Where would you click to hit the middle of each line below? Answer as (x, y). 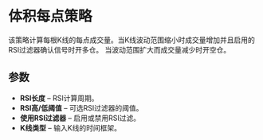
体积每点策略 (51, 16)
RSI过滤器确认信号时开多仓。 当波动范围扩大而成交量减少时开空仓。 (120, 49)
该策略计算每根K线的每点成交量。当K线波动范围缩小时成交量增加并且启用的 (131, 40)
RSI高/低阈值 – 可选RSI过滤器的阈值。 (81, 107)
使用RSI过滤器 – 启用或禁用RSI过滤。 (80, 118)
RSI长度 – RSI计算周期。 (59, 98)
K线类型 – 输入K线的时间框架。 (71, 127)
